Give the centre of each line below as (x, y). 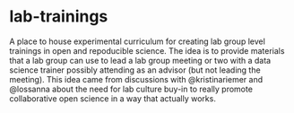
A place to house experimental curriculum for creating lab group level (138, 41)
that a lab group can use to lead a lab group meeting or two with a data (140, 60)
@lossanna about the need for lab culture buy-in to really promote (131, 89)
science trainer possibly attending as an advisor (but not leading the (135, 70)
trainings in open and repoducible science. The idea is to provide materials (147, 50)
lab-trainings (59, 17)
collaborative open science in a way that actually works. (113, 98)
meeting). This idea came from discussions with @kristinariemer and (136, 79)
